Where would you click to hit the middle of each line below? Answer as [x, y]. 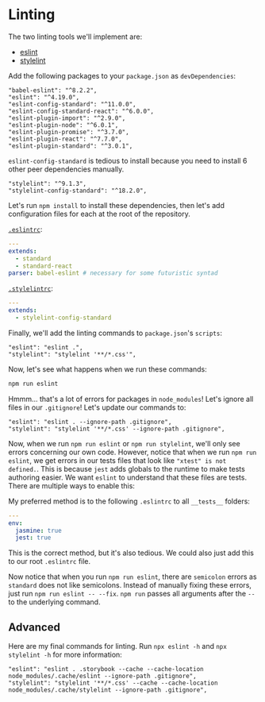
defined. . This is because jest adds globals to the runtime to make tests [127, 469]
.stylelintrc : [31, 288]
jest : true [33, 538]
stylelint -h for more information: [65, 655]
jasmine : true [38, 530]
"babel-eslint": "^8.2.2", [53, 90]
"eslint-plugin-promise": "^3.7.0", [69, 132]
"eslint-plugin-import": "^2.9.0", [67, 118]
